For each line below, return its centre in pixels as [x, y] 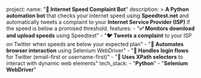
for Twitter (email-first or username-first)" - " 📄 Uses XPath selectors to [95, 57]
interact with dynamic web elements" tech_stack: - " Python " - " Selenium [97, 63]
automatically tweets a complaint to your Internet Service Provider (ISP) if [98, 22]
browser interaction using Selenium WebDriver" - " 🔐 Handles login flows [97, 50]
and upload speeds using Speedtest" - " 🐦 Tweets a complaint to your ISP [99, 35]
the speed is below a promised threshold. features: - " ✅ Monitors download [100, 28]
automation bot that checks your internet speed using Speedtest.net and [97, 16]
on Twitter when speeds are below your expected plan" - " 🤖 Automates [95, 44]
